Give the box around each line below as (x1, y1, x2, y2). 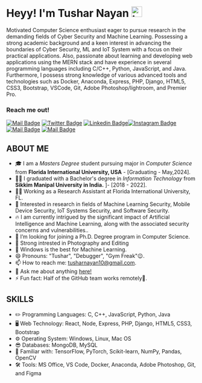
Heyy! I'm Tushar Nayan (6, 7, 130, 21)
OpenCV (14, 354, 37, 361)
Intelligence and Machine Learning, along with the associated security (14, 220, 189, 228)
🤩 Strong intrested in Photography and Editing (14, 239, 129, 247)
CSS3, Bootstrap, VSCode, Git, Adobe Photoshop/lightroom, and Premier (6, 84, 187, 91)
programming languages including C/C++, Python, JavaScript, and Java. (6, 65, 187, 72)
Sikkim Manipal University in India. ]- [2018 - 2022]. (14, 181, 147, 188)
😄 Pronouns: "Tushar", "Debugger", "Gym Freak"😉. (14, 253, 145, 260)
